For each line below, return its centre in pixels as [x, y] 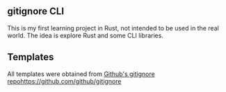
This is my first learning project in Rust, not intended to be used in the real [113, 28]
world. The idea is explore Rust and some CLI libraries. [85, 35]
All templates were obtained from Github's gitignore [81, 74]
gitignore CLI [36, 11]
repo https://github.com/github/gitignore [64, 81]
